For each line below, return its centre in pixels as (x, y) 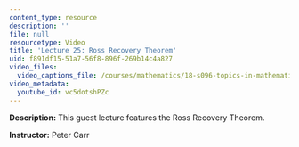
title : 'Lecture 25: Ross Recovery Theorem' (93, 51)
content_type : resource (53, 17)
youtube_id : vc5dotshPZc (63, 92)
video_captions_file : (57, 76)
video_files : (33, 68)
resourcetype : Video (48, 42)
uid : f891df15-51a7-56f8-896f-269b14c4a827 (91, 59)
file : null (29, 34)
